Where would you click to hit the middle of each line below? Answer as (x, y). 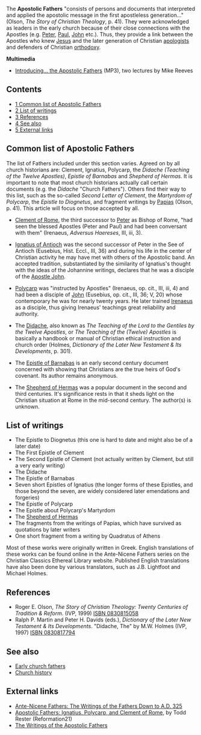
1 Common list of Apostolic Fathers (58, 104)
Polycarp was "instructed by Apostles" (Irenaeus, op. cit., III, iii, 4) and (102, 288)
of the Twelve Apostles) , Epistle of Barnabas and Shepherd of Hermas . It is (99, 176)
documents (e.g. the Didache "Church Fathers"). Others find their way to (96, 189)
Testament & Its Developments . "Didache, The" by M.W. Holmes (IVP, (101, 626)
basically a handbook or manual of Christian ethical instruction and (98, 338)
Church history (33, 673)
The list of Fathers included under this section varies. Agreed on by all (93, 163)
